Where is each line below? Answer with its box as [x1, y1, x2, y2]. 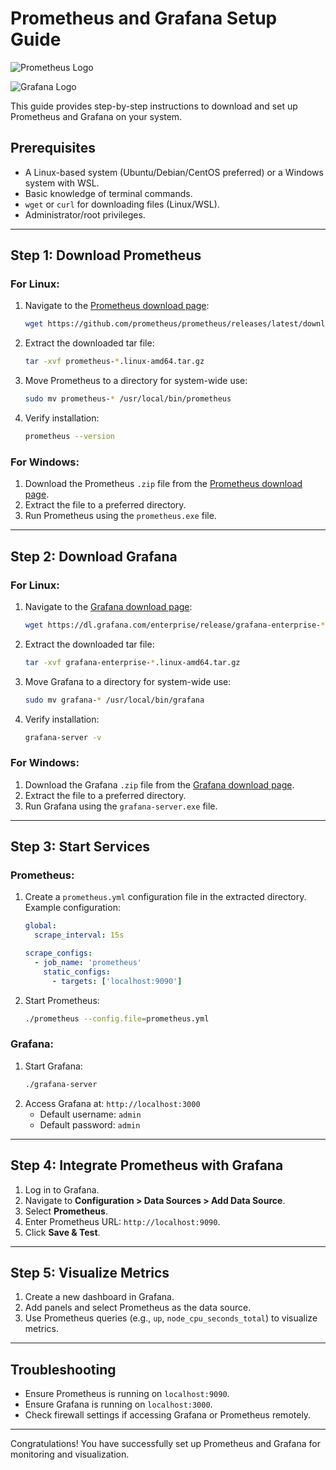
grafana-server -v [24, 732, 102, 742]
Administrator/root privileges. [24, 208, 146, 221]
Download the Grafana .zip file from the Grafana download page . [24, 778, 295, 791]
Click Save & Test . [24, 1226, 101, 1238]
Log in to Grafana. [24, 1183, 100, 1196]
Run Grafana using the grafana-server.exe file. [24, 800, 218, 812]
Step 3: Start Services [10, 838, 150, 856]
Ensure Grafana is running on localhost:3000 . [24, 1398, 213, 1411]
